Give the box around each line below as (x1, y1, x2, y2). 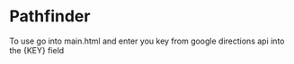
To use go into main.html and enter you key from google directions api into (9, 36, 285, 46)
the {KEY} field (9, 44, 65, 55)
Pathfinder (9, 6, 91, 27)
